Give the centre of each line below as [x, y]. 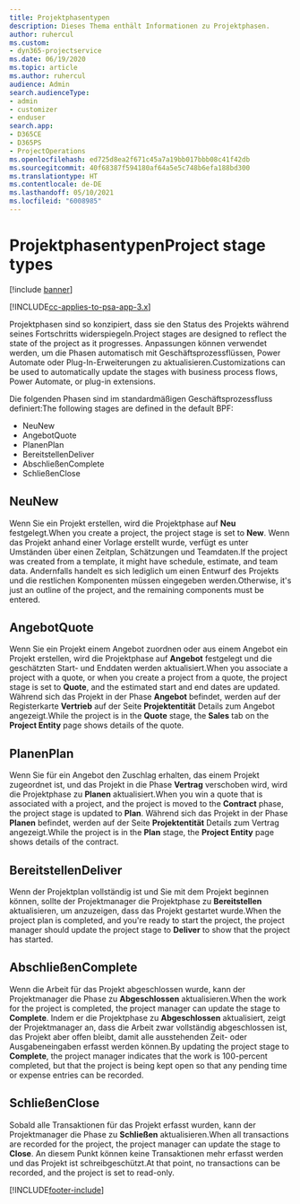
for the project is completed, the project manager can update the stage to [145, 1008]
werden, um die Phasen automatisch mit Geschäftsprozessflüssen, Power [145, 353]
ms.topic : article [43, 68]
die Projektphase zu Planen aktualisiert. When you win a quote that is [136, 794]
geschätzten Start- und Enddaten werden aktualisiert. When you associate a [149, 668]
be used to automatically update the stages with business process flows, [144, 371]
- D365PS [26, 143]
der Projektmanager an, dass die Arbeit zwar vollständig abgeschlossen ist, [149, 1027]
